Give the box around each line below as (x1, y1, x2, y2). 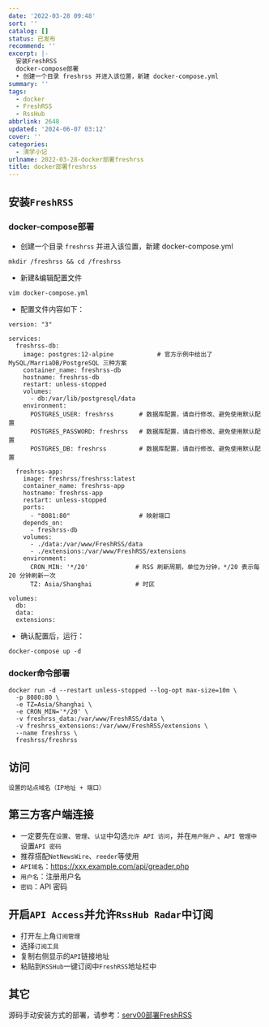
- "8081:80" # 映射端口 (29, 511, 171, 520)
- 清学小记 (15, 148, 48, 156)
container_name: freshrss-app (23, 481, 126, 490)
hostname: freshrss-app (23, 489, 104, 497)
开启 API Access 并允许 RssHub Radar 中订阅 (8, 908, 214, 921)
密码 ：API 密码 (19, 882, 67, 891)
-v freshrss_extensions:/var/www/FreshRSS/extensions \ (15, 722, 208, 731)
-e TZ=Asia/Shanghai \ (15, 701, 92, 709)
